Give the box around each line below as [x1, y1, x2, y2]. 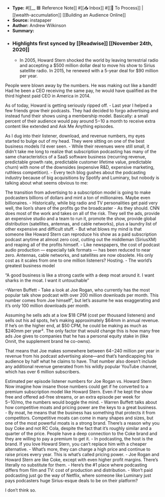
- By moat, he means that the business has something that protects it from [5, 410, 156, 416]
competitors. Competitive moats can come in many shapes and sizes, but [5, 415, 154, 421]
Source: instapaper [12, 17, 52, 23]
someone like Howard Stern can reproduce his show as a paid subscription [5, 231, 157, 237]
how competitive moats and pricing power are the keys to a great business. [5, 404, 157, 410]
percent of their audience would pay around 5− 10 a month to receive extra [5, 118, 156, 124]
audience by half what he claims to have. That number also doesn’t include [5, 358, 157, 364]
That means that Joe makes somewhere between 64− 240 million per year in [5, 348, 160, 354]
